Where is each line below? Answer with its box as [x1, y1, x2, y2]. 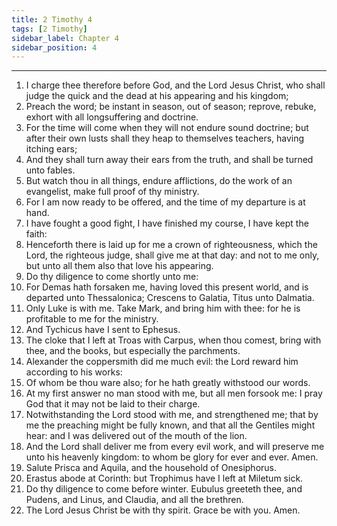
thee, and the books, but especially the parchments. [25, 345, 241, 357]
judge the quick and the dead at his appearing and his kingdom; [25, 90, 289, 102]
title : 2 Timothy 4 [11, 14, 93, 25]
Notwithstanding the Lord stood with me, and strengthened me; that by [25, 409, 319, 421]
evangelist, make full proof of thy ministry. [25, 186, 200, 198]
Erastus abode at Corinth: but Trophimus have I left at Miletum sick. [25, 472, 304, 485]
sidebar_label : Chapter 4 [11, 33, 119, 43]
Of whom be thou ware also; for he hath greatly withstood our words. [25, 377, 311, 389]
